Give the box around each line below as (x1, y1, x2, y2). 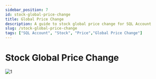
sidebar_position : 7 (5, 7, 49, 12)
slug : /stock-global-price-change (5, 26, 78, 31)
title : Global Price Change (5, 16, 64, 21)
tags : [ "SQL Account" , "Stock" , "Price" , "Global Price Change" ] (5, 30, 142, 35)
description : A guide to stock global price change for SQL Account (5, 21, 151, 26)
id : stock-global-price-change (5, 12, 71, 17)
